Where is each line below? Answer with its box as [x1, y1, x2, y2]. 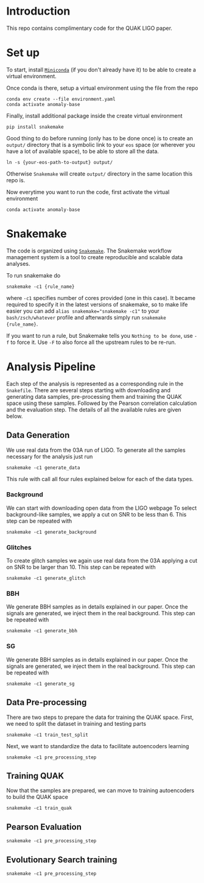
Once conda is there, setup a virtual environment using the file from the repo [6, 84, 199, 91]
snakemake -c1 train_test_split [6, 732, 88, 738]
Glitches [6, 543, 32, 551]
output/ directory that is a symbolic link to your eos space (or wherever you [6, 141, 195, 148]
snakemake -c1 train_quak [6, 805, 72, 812]
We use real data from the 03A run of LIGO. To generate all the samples [6, 446, 186, 454]
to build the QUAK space [6, 793, 68, 801]
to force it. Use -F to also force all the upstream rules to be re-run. [10, 338, 177, 346]
